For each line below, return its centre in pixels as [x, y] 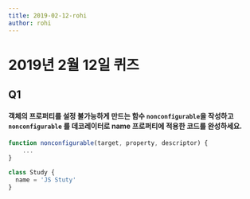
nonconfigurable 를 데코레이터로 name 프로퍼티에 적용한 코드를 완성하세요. [125, 126]
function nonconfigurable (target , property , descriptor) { [108, 143]
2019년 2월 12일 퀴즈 [74, 65]
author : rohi [30, 23]
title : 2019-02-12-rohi [48, 16]
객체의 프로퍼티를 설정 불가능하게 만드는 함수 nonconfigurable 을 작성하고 [121, 115]
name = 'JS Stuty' [46, 180]
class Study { [32, 172]
